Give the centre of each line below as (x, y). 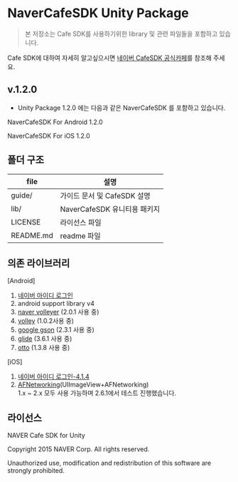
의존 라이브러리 (39, 263)
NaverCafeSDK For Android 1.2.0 (55, 122)
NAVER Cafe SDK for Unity (46, 436)
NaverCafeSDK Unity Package (98, 13)
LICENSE (26, 222)
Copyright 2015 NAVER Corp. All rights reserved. (79, 449)
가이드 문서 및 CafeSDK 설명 (105, 195)
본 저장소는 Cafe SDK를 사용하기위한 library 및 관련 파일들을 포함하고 (121, 34)
